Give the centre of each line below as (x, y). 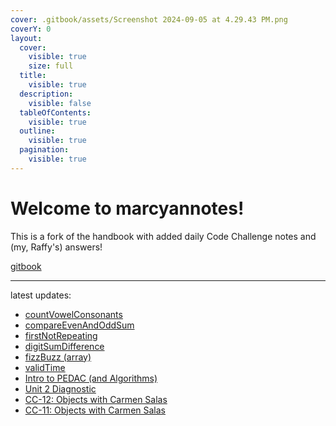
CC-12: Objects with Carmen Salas (96, 399)
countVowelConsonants (73, 314)
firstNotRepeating (61, 335)
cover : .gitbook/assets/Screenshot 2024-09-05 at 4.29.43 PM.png (149, 19)
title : (33, 76)
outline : (37, 131)
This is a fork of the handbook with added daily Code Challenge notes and (163, 236)
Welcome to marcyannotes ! (127, 208)
